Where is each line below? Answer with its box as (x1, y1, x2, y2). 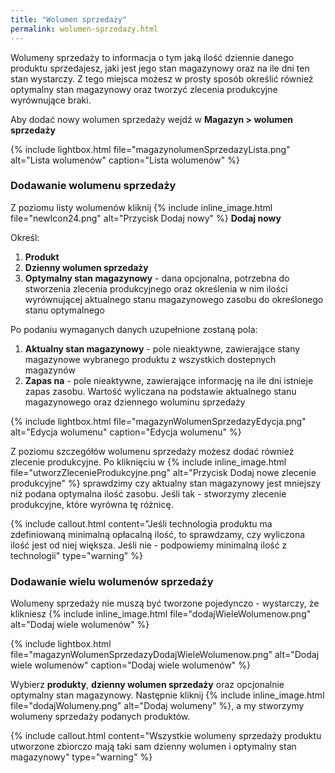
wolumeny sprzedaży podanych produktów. (10, 711, 191, 723)
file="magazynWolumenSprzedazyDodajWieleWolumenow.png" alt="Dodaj (10, 649, 320, 661)
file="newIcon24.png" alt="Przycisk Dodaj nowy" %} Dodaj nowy (10, 212, 282, 224)
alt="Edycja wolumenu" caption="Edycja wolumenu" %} (10, 426, 242, 438)
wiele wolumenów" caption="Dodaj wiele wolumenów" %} (10, 659, 252, 671)
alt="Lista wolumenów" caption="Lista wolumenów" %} (10, 154, 240, 166)
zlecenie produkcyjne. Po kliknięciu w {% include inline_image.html (10, 456, 287, 468)
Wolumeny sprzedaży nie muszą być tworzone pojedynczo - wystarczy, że (10, 597, 320, 610)
